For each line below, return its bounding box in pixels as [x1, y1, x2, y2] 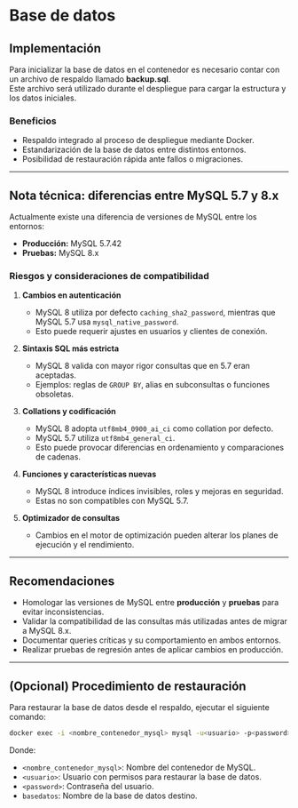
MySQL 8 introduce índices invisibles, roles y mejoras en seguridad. [35, 486, 284, 497]
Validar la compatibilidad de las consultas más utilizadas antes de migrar [21, 616, 288, 627]
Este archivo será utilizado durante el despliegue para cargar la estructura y [9, 84, 286, 93]
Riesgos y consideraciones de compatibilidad [9, 270, 210, 283]
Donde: [9, 744, 36, 756]
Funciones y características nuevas [21, 468, 157, 480]
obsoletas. [35, 388, 74, 400]
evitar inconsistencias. [21, 606, 105, 618]
